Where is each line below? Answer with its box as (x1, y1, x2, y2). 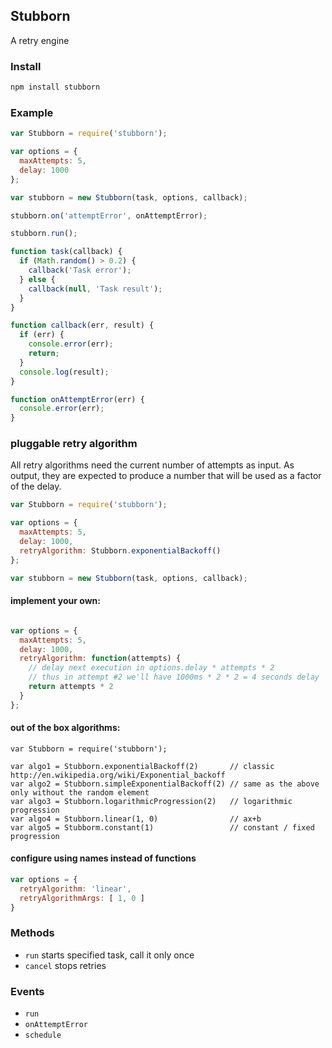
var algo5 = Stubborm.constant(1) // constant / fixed (10, 822, 315, 833)
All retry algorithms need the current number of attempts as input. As (10, 459, 295, 471)
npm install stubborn (10, 82, 101, 93)
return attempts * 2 (28, 682, 114, 692)
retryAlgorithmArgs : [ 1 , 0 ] (19, 893, 145, 903)
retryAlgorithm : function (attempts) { (19, 654, 182, 664)
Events (10, 984, 45, 998)
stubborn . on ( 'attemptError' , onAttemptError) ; (10, 210, 208, 221)
